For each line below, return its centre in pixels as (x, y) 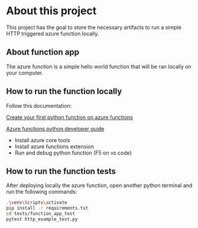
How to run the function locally (64, 91)
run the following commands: (42, 192)
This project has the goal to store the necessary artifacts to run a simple (94, 27)
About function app (43, 52)
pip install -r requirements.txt (47, 208)
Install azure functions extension (54, 146)
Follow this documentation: (39, 105)
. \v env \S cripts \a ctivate (37, 203)
